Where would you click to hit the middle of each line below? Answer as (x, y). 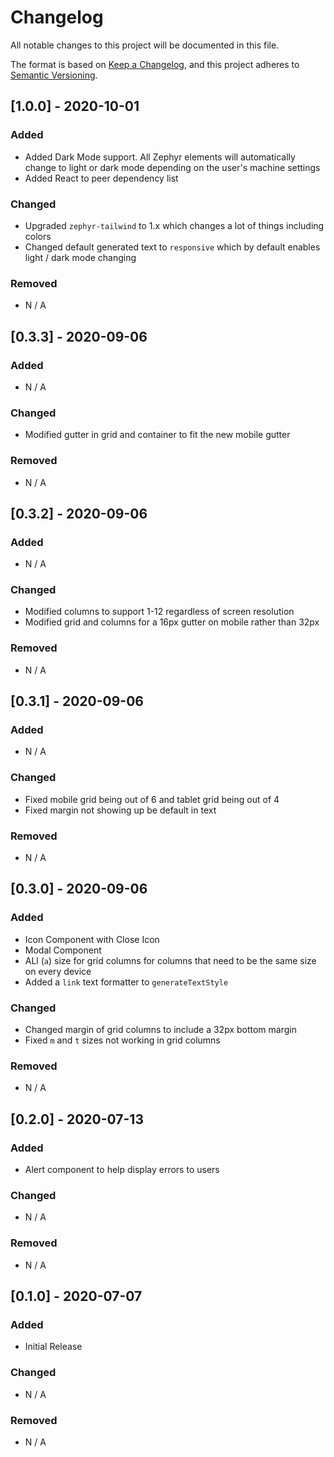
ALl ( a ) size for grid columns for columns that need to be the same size (170, 960)
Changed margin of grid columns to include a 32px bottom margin (160, 1030)
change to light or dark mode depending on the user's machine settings (172, 167)
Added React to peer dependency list (101, 178)
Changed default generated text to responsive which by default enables (172, 247)
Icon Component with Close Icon (92, 939)
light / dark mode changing (80, 257)
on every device (58, 971)
